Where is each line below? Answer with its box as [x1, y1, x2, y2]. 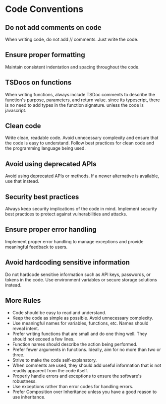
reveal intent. [12, 325, 39, 331]
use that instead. [5, 178, 40, 184]
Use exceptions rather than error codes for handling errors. [12, 383, 134, 389]
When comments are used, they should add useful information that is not [12, 362, 162, 368]
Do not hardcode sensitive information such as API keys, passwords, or [5, 271, 151, 277]
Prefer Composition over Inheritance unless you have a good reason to [12, 389, 157, 395]
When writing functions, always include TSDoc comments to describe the [5, 91, 155, 97]
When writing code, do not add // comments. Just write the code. [5, 36, 139, 42]
